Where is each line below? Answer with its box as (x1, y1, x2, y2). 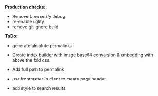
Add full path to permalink (12, 66, 64, 72)
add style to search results (12, 85, 66, 91)
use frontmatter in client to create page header (12, 76, 106, 81)
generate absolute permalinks (12, 43, 72, 48)
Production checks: (5, 4, 46, 10)
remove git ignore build (12, 24, 59, 30)
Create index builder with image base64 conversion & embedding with (12, 52, 153, 58)
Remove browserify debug (12, 14, 66, 19)
